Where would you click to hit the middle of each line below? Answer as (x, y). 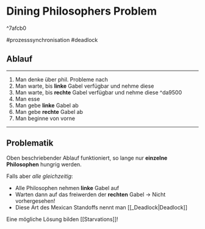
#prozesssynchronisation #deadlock (52, 40)
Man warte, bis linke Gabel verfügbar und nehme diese (85, 86)
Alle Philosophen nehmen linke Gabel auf (67, 188)
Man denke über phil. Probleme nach (62, 79)
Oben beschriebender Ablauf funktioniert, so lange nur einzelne (87, 158)
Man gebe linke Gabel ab (47, 105)
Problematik (30, 143)
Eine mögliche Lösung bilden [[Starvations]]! (62, 219)
